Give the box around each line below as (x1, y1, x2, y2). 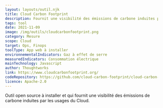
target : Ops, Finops (5, 43, 47, 48)
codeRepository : (5, 75, 38, 79)
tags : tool (5, 20, 27, 26)
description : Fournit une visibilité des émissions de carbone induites (5, 16, 155, 21)
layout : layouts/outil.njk (5, 7, 60, 12)
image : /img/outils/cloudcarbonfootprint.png (5, 30, 98, 34)
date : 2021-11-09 (5, 25, 40, 30)
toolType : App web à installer (5, 47, 68, 52)
